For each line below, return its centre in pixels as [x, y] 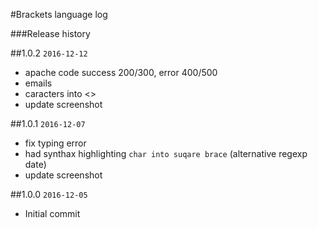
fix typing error [55, 143]
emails [38, 83]
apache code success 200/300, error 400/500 [121, 72]
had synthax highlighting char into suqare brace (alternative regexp [166, 153]
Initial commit [52, 213]
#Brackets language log [59, 14]
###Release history [50, 33]
